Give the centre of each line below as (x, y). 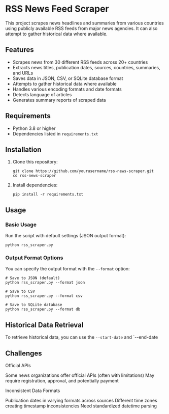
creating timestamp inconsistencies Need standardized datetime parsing (81, 406)
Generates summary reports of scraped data (59, 100)
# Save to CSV (20, 292)
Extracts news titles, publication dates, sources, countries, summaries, (87, 67)
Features (20, 50)
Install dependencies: (35, 185)
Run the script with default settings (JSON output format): (66, 236)
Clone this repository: (35, 162)
